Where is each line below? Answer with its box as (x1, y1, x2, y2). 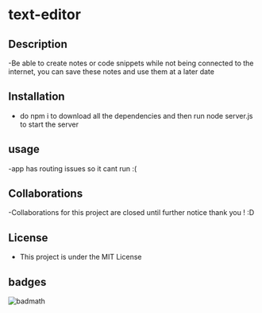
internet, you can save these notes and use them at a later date (8, 67, 214, 76)
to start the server (19, 119, 79, 129)
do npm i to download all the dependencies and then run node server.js (19, 111, 253, 120)
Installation (8, 90, 65, 104)
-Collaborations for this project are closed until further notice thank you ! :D (8, 208, 255, 217)
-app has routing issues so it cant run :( (8, 163, 137, 173)
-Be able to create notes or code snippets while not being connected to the (8, 58, 254, 68)
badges (8, 275, 47, 288)
